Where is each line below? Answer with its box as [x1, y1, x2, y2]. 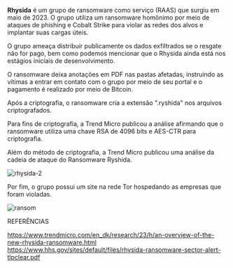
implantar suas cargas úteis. [7, 28, 89, 36]
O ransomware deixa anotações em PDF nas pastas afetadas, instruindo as [7, 70, 224, 78]
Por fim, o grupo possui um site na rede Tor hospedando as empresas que [7, 183, 222, 191]
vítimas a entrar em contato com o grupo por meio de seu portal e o [7, 78, 203, 86]
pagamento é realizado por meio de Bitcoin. [7, 85, 134, 93]
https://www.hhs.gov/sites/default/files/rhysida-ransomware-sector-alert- [7, 246, 221, 254]
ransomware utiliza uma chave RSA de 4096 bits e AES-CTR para [7, 127, 197, 135]
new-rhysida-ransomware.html [7, 238, 97, 246]
